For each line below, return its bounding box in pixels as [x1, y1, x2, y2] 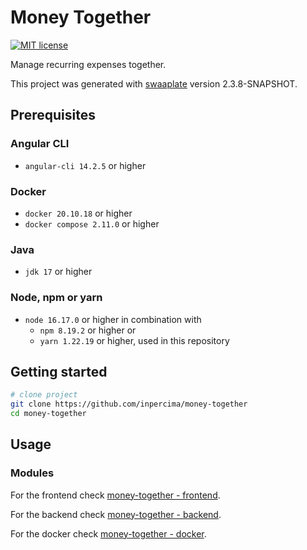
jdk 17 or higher [24, 266, 93, 278]
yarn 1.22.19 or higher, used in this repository [39, 334, 230, 346]
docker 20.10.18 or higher [24, 207, 133, 219]
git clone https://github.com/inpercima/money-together [10, 399, 248, 410]
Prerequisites [10, 107, 96, 124]
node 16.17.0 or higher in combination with [24, 313, 202, 325]
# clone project [10, 390, 78, 400]
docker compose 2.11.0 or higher [24, 217, 160, 230]
